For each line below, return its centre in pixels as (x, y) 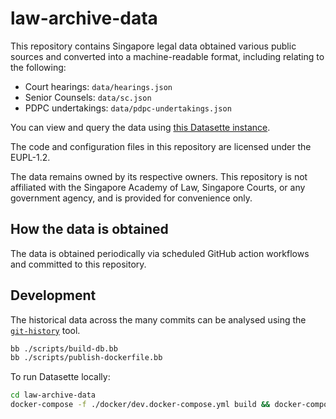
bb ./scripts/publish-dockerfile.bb (86, 358)
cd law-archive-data (53, 395)
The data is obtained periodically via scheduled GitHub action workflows (160, 253)
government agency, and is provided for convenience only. (131, 198)
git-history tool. (45, 330)
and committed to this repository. (78, 264)
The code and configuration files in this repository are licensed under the (161, 146)
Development (53, 295)
